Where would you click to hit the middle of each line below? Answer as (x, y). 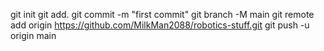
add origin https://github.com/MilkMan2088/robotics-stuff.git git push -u (160, 25)
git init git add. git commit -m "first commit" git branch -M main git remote (162, 14)
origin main (33, 35)
